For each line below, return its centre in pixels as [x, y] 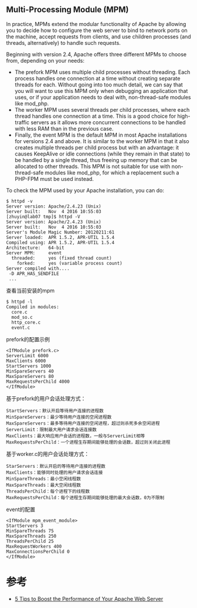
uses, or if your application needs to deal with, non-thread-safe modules [103, 97]
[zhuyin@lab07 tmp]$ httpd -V [43, 216]
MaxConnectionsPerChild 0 [38, 552]
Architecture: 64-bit [35, 248]
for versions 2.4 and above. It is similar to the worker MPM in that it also [102, 141]
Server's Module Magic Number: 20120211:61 [60, 232]
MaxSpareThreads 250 [32, 536]
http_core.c [26, 322]
